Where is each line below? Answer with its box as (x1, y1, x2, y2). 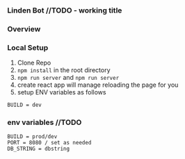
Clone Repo (17, 58, 51, 67)
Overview (7, 24, 41, 33)
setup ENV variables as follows (17, 88, 106, 97)
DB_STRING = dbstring (7, 145, 70, 153)
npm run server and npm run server (17, 74, 120, 82)
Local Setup (7, 42, 49, 52)
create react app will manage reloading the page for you (17, 81, 179, 89)
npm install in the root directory (17, 66, 111, 74)
